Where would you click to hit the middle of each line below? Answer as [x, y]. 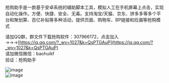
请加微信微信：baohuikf [30, 53]
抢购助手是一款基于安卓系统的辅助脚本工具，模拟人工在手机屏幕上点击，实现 [84, 7]
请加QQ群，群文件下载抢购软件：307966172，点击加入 [62, 37]
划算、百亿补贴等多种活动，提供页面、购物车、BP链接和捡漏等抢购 [88, 20]
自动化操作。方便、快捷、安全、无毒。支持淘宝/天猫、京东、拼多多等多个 [81, 13]
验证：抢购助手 [21, 60]
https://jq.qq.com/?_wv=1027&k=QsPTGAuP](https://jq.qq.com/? [86, 42]
